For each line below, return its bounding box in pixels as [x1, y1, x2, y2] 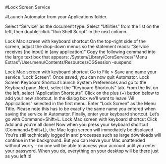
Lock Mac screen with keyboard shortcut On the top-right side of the [5, 38, 146, 44]
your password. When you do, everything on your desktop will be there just [5, 148, 159, 154]
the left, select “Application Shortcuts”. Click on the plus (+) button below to [5, 90, 160, 96]
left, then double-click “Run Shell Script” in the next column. [5, 29, 128, 34]
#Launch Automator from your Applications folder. [5, 14, 108, 19]
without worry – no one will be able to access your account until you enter [5, 143, 156, 148]
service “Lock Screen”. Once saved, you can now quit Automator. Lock [5, 74, 150, 80]
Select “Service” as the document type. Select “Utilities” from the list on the [5, 23, 160, 29]
